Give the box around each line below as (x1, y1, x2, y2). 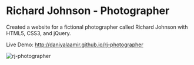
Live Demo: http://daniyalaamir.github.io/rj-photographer (6, 41, 143, 48)
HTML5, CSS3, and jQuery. (6, 29, 72, 36)
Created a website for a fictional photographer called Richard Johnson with (6, 23, 188, 30)
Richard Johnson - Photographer (6, 4, 170, 18)
